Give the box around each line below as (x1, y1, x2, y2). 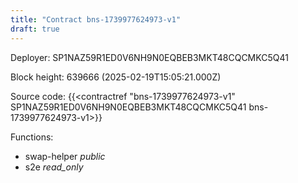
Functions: (10, 131, 54, 143)
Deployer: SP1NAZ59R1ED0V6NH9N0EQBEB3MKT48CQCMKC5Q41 (10, 51, 289, 63)
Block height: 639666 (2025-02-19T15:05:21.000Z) (10, 71, 222, 83)
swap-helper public (24, 150, 106, 162)
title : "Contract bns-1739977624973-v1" (10, 14, 182, 25)
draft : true (10, 24, 60, 34)
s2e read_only (24, 161, 84, 173)
